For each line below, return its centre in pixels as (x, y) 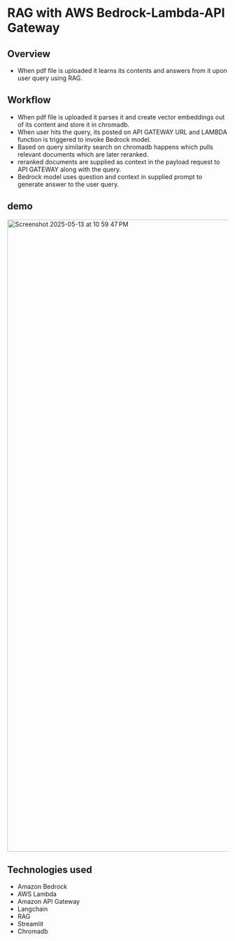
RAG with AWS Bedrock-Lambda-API (116, 13)
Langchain (33, 909)
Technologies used (50, 870)
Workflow (29, 100)
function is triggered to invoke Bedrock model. (84, 139)
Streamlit (30, 924)
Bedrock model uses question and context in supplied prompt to (110, 176)
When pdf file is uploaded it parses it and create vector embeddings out (121, 117)
